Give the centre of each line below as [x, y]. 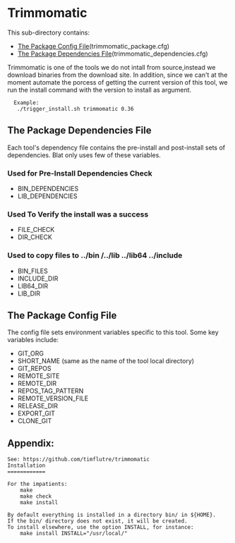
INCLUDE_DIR [38, 278]
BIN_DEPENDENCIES [48, 189]
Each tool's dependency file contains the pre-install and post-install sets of [116, 147]
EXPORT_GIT [36, 413]
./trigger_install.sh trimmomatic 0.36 [75, 109]
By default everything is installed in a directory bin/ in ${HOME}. [112, 515]
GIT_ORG [31, 353]
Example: [26, 103]
